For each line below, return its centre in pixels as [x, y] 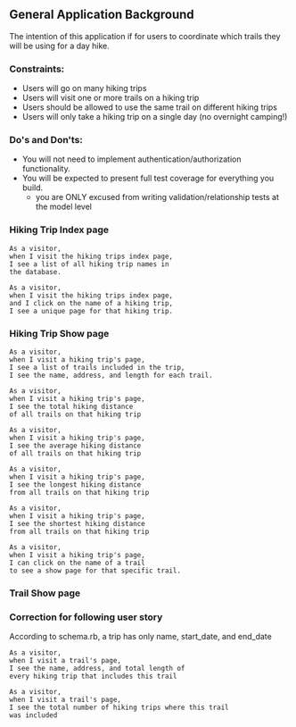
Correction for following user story [86, 617]
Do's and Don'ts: [46, 140]
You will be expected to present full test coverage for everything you [148, 179]
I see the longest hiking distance [75, 485]
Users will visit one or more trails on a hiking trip [111, 98]
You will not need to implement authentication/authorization [132, 159]
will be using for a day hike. [59, 46]
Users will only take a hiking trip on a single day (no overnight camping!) [155, 117]
